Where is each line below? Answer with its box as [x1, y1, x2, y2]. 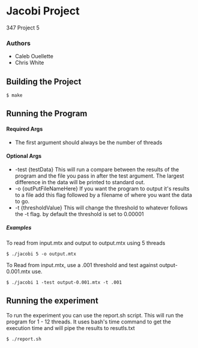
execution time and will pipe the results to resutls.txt [6, 324, 135, 331]
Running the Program [6, 109, 88, 119]
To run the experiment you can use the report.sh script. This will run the [6, 311, 184, 319]
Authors [6, 39, 31, 47]
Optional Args [6, 152, 42, 160]
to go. [14, 197, 30, 205]
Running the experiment [6, 296, 99, 306]
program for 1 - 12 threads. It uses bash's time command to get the [6, 318, 171, 325]
